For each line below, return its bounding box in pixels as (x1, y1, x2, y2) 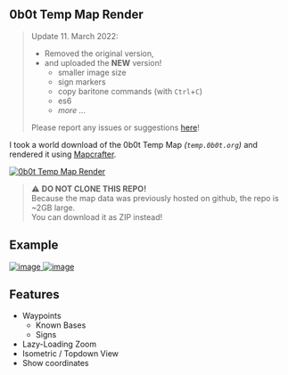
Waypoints (21, 311, 62, 322)
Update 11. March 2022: (30, 30, 119, 41)
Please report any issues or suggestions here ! (30, 122, 201, 133)
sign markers (57, 76, 106, 87)
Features (9, 287, 60, 302)
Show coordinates (21, 358, 89, 369)
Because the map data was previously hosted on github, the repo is (30, 192, 279, 203)
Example (9, 238, 59, 253)
